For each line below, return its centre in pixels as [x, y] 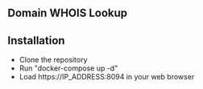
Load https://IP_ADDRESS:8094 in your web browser [107, 77]
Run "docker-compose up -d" [68, 68]
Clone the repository [53, 60]
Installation [36, 40]
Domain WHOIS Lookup [68, 13]
